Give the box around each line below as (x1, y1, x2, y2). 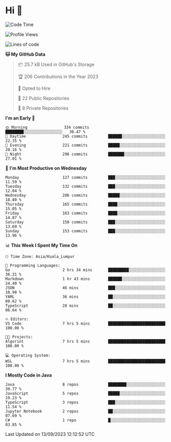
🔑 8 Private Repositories (17, 105, 69, 111)
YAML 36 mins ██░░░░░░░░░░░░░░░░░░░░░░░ (5, 294, 166, 299)
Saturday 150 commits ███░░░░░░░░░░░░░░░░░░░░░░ (5, 219, 166, 225)
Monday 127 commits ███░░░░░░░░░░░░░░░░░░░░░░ (5, 175, 166, 180)
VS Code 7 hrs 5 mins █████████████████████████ (5, 321, 166, 326)
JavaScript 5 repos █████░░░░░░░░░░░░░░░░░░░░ (5, 390, 166, 396)
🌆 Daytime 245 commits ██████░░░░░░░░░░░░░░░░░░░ (5, 134, 166, 139)
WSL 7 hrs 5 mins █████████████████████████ (5, 358, 166, 364)
